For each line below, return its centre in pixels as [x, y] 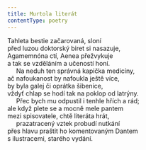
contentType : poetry [38, 21]
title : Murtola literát [43, 14]
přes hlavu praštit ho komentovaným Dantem [73, 131]
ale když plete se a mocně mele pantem [66, 108]
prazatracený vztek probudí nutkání [68, 123]
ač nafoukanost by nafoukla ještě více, [63, 78]
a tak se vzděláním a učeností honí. [59, 63]
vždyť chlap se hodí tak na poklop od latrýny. [73, 93]
